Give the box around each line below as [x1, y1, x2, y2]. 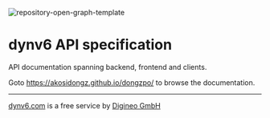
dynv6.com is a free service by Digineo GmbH [8, 100, 161, 110]
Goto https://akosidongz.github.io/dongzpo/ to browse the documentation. [8, 77, 256, 87]
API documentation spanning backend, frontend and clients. [8, 62, 207, 71]
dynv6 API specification [8, 36, 173, 54]
